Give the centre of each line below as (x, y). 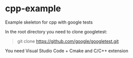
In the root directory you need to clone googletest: (56, 31)
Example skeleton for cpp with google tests (49, 22)
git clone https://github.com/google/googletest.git (68, 41)
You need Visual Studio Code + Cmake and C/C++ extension (67, 51)
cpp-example (33, 9)
